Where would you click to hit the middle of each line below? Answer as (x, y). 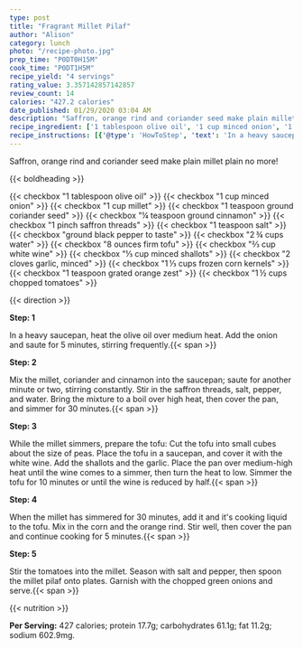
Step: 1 (23, 317)
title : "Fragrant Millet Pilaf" (70, 26)
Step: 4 (23, 499)
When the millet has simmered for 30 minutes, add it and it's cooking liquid (148, 517)
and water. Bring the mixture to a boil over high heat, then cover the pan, (144, 399)
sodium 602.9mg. (42, 635)
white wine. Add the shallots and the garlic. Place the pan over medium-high (151, 463)
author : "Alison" (42, 34)
